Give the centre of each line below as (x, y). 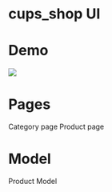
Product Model (33, 181)
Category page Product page (56, 127)
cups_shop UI (54, 14)
